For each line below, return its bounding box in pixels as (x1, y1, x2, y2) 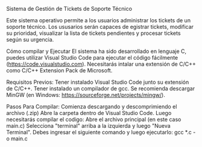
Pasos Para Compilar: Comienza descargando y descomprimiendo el (6, 103, 177, 110)
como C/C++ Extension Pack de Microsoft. (6, 67, 113, 74)
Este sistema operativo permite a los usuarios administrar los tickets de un (6, 17, 191, 23)
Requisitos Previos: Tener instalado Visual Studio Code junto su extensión (6, 78, 189, 86)
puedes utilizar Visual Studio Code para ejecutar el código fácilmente (6, 54, 178, 61)
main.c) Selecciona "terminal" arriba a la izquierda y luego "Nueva (6, 122, 171, 129)
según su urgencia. (6, 36, 54, 43)
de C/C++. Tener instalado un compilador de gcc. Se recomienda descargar (6, 85, 195, 92)
